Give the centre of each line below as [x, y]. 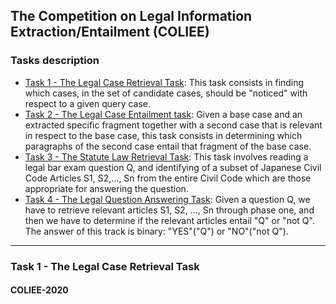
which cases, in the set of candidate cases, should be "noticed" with [166, 93]
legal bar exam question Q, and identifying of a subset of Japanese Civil [173, 167]
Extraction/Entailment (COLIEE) [110, 32]
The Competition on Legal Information [131, 16]
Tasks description [55, 61]
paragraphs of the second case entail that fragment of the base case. [168, 146]
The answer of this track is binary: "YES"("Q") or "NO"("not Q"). [156, 231]
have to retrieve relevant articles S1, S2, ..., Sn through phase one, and [169, 210]
